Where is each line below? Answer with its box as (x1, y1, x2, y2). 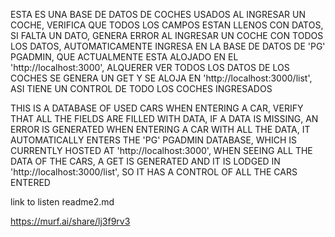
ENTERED (10, 177, 51, 188)
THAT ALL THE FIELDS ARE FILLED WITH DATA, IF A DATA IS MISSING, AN (10, 113, 319, 124)
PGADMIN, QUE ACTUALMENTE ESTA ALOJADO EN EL (10, 51, 239, 63)
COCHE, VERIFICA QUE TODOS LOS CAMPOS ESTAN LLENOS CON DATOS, (10, 19, 324, 31)
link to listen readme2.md (10, 196, 115, 208)
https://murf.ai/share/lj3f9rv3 (10, 215, 131, 227)
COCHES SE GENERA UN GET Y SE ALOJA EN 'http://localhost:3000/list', (10, 72, 313, 84)
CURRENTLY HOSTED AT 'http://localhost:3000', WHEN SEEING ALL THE (10, 145, 313, 156)
